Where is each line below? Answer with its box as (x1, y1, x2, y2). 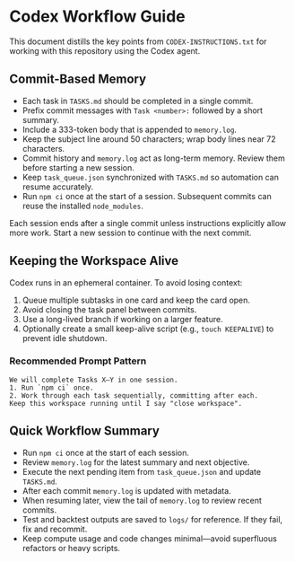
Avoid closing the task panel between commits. (22, 303, 197, 315)
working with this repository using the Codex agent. (9, 45, 201, 56)
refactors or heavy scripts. (22, 542, 121, 553)
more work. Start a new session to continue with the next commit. (9, 227, 252, 238)
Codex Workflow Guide (9, 6, 186, 27)
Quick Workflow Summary (9, 424, 160, 439)
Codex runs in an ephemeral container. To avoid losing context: (9, 277, 243, 288)
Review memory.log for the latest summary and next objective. (22, 456, 250, 468)
